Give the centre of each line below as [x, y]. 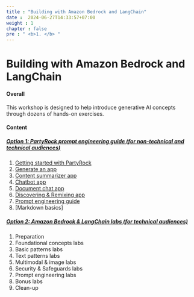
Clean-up [27, 288]
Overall [16, 93]
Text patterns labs [37, 256]
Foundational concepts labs [49, 243]
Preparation [30, 237]
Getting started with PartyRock [53, 163]
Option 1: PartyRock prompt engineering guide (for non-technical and [95, 141]
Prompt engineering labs [45, 275]
